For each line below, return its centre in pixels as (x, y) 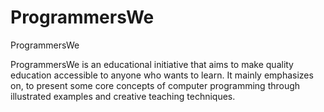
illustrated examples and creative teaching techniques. (123, 96)
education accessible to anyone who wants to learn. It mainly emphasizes (162, 75)
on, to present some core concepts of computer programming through (155, 85)
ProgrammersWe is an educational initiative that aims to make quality (152, 64)
